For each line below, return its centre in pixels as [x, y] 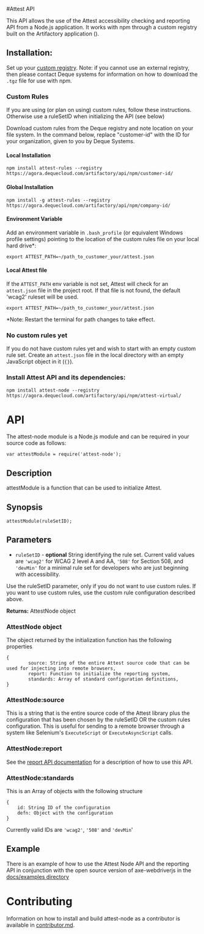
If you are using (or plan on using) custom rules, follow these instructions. [99, 110]
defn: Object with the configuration [65, 813]
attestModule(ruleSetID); [39, 521]
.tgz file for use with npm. [39, 80]
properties [19, 647]
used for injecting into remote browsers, [61, 669]
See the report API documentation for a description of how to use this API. [100, 762]
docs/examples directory [38, 876]
